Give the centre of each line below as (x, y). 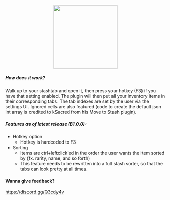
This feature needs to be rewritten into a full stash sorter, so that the (92, 163)
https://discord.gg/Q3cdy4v (35, 192)
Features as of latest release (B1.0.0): (46, 124)
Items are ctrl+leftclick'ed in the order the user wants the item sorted (92, 153)
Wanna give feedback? (30, 181)
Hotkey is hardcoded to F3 (48, 142)
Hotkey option (27, 136)
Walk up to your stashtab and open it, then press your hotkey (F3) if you (81, 90)
